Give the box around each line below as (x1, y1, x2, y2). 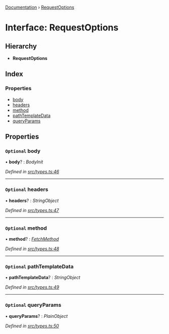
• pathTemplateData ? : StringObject (5, 275, 80, 281)
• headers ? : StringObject (5, 197, 59, 204)
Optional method (5, 224, 47, 231)
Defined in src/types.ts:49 (5, 284, 59, 290)
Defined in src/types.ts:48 (5, 245, 59, 251)
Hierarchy (5, 42, 37, 50)
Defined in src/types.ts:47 (5, 207, 59, 213)
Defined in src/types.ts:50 (5, 322, 59, 329)
